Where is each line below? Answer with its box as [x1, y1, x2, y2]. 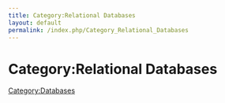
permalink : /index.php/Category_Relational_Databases [8, 26, 189, 34]
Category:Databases [8, 86, 76, 95]
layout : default [8, 19, 62, 27]
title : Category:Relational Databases [8, 11, 136, 20]
